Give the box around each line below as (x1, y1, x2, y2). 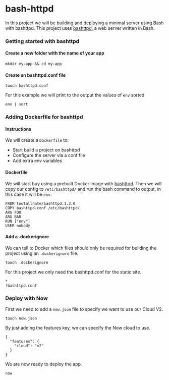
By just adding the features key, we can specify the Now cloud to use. (5, 325, 150, 331)
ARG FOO (5, 210, 22, 215)
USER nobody (5, 223, 30, 228)
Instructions (5, 126, 32, 132)
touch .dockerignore (5, 260, 49, 265)
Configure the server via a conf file (12, 152, 85, 158)
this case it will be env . (5, 191, 52, 197)
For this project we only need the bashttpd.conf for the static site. (5, 268, 142, 275)
